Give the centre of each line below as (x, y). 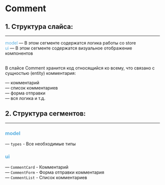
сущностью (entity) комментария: (41, 73)
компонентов (19, 53)
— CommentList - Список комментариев (46, 178)
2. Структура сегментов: (45, 114)
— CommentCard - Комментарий (37, 167)
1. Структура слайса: (39, 27)
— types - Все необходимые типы (41, 144)
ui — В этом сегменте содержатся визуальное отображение (69, 48)
